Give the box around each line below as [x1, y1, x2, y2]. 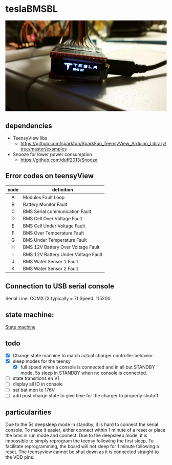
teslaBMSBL [5, 3, 58, 15]
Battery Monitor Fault [23, 201, 68, 207]
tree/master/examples [20, 146, 67, 152]
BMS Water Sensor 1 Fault [23, 258, 78, 264]
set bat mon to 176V [12, 387, 55, 393]
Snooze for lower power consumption [12, 151, 92, 157]
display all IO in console [12, 381, 63, 387]
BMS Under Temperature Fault [23, 237, 87, 243]
